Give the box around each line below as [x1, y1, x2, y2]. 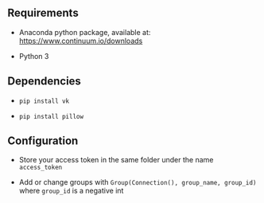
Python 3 [18, 51, 49, 61]
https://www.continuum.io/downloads [18, 36, 143, 45]
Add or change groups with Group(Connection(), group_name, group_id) [18, 178, 257, 187]
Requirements [7, 6, 79, 20]
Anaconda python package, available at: [18, 27, 151, 37]
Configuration [7, 135, 79, 148]
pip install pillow [18, 112, 84, 120]
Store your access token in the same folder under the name [18, 155, 214, 165]
